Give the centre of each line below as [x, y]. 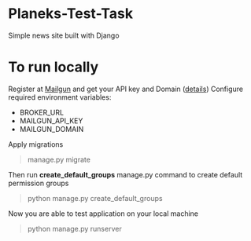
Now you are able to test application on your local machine [103, 214]
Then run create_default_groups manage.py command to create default [125, 174]
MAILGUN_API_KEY [51, 120]
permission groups [39, 183]
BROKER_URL [42, 112]
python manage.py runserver [74, 228]
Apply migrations [36, 144]
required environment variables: [60, 97]
